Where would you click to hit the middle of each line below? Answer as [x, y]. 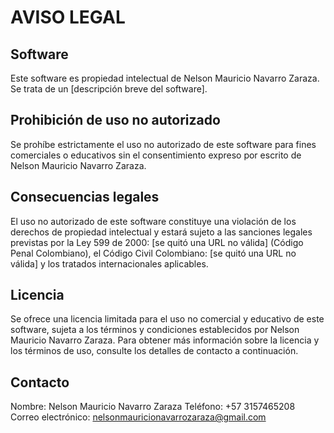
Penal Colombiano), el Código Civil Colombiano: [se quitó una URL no [153, 253]
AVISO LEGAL [68, 17]
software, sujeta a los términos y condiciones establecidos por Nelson [155, 330]
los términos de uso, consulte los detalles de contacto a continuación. [154, 351]
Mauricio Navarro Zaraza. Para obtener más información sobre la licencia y [165, 340]
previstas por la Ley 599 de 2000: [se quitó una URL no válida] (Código [157, 242]
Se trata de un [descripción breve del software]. [109, 89]
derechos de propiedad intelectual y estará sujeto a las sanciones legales [161, 232]
